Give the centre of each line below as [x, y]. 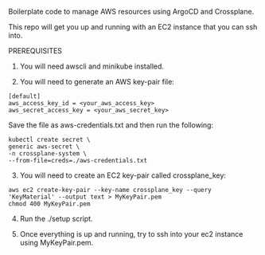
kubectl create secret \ [49, 139]
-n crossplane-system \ [48, 154]
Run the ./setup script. [56, 219]
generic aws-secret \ [44, 147]
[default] [25, 96]
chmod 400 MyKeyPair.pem [49, 204]
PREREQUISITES [35, 51]
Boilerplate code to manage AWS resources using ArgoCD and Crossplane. [131, 12]
